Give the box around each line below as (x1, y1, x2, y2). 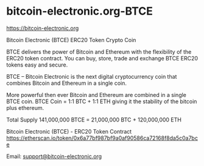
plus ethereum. (6, 104, 44, 111)
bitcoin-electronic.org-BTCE (6, 4, 153, 18)
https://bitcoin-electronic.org (6, 24, 79, 32)
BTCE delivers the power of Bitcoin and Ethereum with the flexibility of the (6, 48, 192, 56)
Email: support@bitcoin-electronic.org (6, 153, 102, 160)
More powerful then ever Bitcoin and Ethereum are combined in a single (6, 91, 187, 98)
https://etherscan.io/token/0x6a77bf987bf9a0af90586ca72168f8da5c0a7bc (6, 134, 198, 142)
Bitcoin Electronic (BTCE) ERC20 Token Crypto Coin (6, 36, 136, 43)
